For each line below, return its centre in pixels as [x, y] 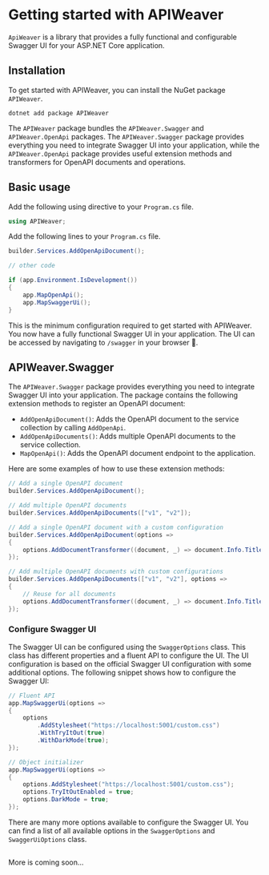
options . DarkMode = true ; [66, 800]
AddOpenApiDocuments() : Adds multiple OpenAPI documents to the [128, 436]
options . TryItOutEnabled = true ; [78, 792]
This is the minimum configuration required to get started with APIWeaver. [130, 325]
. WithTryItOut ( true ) [71, 733]
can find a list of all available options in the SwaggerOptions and [112, 830]
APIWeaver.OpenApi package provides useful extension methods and [120, 153]
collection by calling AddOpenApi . [73, 428]
